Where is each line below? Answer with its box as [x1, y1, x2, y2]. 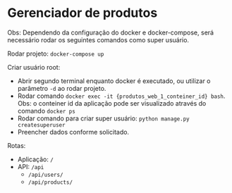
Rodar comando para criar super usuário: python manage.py [17, 114, 190, 123]
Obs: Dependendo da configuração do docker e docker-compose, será [7, 28, 214, 37]
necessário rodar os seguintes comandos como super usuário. [7, 35, 189, 44]
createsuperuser [17, 121, 66, 128]
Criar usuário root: [7, 63, 61, 71]
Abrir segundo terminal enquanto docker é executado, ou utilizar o [17, 76, 211, 85]
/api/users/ [28, 171, 63, 178]
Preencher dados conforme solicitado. [17, 127, 129, 136]
